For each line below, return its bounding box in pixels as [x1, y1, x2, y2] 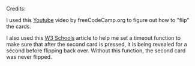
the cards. [6, 23, 31, 30]
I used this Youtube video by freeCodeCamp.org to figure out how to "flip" [6, 17, 190, 23]
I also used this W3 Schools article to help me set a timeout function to [6, 34, 181, 41]
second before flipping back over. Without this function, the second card [6, 47, 186, 54]
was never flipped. [6, 54, 52, 60]
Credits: [6, 5, 26, 12]
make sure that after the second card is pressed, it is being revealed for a [6, 41, 187, 48]
